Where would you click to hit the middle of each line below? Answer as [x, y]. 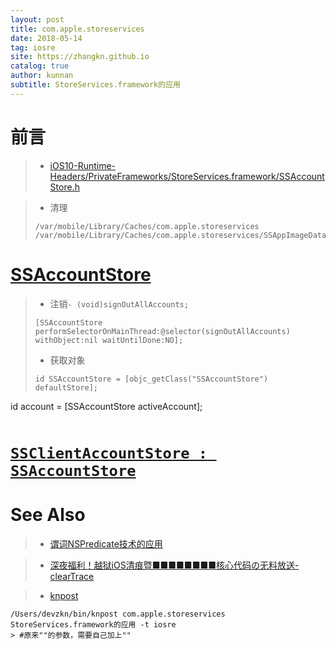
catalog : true [40, 66]
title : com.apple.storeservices [77, 29]
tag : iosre [33, 47]
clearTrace [72, 576]
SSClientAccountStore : [109, 453]
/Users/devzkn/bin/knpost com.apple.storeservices [118, 614]
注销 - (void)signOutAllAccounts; [119, 303]
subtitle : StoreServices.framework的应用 [95, 85]
